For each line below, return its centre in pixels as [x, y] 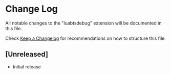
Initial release [27, 66]
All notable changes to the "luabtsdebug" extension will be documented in [83, 23]
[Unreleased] [27, 54]
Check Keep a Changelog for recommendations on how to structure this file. [86, 38]
